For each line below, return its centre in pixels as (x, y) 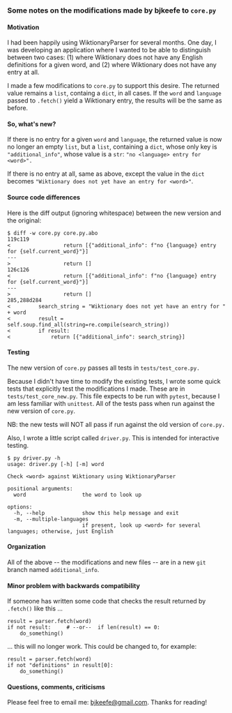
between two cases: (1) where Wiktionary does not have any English (105, 57)
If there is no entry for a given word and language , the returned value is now (115, 140)
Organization (26, 547)
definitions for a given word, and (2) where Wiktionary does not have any (112, 65)
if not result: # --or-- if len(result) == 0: (84, 628)
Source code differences (44, 197)
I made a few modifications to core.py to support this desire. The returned (113, 86)
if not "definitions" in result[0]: (60, 666)
